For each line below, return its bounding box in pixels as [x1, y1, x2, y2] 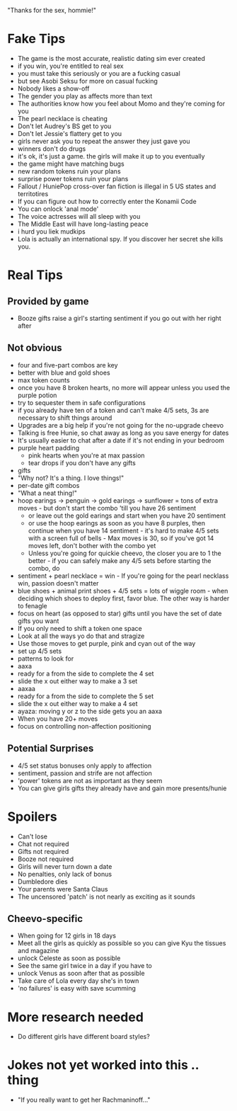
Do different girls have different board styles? [17, 1032, 150, 1041]
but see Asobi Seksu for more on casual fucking [17, 76, 158, 85]
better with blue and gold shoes [17, 368, 111, 377]
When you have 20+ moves [17, 714, 98, 723]
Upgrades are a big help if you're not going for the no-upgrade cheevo [17, 421, 224, 429]
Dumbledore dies [17, 877, 69, 886]
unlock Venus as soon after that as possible [17, 969, 145, 978]
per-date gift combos [17, 481, 80, 489]
